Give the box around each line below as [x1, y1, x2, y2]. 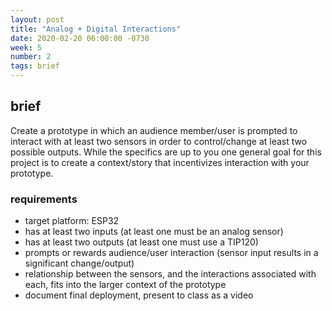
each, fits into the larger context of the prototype [24, 279, 227, 291]
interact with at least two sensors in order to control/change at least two [10, 135, 308, 147]
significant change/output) [24, 257, 135, 270]
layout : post [10, 14, 65, 25]
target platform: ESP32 [24, 215, 120, 227]
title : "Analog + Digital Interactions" [10, 24, 182, 34]
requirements [10, 192, 78, 206]
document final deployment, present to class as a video [24, 289, 254, 301]
